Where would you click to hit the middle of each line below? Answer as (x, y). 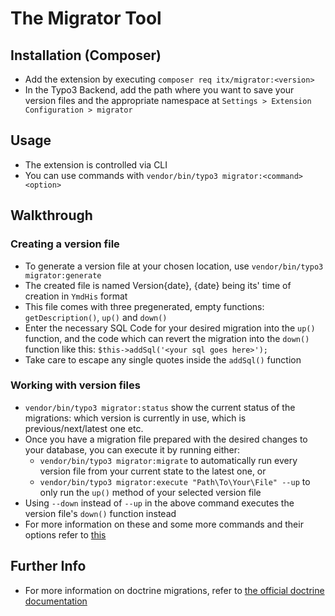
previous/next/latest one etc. (84, 428)
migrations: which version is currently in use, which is (135, 418)
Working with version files (75, 385)
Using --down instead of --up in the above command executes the (159, 503)
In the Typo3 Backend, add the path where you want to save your (159, 90)
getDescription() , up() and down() (96, 317)
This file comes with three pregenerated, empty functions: (144, 306)
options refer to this (65, 534)
